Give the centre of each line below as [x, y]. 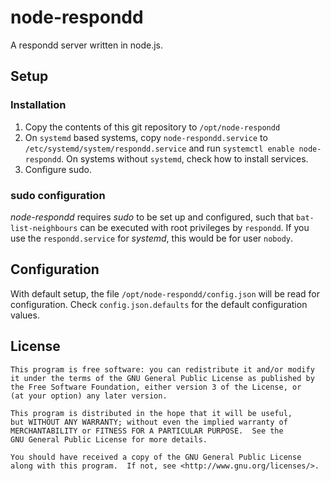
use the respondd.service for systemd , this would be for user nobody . [152, 238]
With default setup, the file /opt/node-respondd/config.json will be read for [165, 293]
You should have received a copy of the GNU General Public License [156, 457]
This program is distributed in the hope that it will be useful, [151, 413]
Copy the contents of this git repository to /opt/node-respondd [152, 127]
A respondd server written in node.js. [87, 45]
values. [25, 315]
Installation [38, 105]
